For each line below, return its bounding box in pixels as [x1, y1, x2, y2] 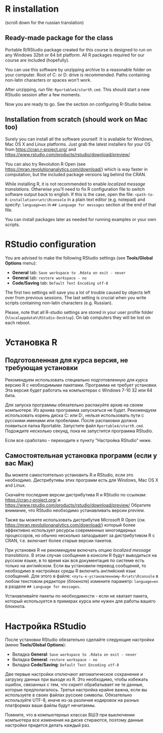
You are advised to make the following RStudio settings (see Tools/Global [5, 255, 153, 261]
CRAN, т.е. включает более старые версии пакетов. [5, 538, 113, 544]
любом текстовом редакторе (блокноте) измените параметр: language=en [5, 578, 158, 584]
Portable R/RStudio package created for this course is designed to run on [5, 46, 152, 52]
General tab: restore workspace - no [12, 275, 87, 281]
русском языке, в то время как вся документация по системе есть [5, 557, 145, 563]
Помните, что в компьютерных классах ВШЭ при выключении [5, 712, 135, 718]
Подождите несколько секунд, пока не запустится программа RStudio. [5, 428, 153, 434]
